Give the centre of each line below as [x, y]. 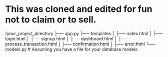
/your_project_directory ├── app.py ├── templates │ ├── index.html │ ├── [84, 33]
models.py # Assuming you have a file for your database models [71, 49]
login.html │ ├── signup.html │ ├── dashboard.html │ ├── [66, 39]
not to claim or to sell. [51, 20]
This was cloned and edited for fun [79, 9]
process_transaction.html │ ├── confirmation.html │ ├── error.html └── [80, 44]
